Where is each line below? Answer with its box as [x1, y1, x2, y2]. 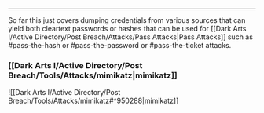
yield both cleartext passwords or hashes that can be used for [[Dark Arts [8, 24, 247, 33]
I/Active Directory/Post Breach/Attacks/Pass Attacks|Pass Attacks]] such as [8, 32, 254, 42]
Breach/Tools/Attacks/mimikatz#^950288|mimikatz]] [8, 96, 179, 106]
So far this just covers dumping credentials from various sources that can [8, 16, 246, 24]
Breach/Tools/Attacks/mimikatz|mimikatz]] [8, 70, 178, 81]
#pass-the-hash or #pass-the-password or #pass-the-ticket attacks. [8, 41, 232, 49]
